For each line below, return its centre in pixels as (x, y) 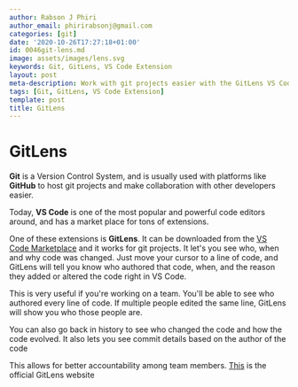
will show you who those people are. (76, 313)
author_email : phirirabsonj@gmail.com (81, 26)
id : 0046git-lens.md (47, 50)
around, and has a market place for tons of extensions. (109, 221)
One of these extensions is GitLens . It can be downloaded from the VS (138, 239)
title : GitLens (37, 108)
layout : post (33, 75)
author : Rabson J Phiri (53, 17)
